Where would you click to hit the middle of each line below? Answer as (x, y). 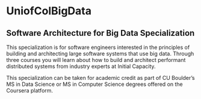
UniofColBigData (49, 11)
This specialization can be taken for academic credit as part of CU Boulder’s (100, 78)
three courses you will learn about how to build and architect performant (96, 60)
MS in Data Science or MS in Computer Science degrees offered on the (95, 84)
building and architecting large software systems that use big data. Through (100, 54)
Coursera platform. (29, 90)
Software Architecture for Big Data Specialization (100, 33)
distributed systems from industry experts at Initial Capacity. (81, 66)
